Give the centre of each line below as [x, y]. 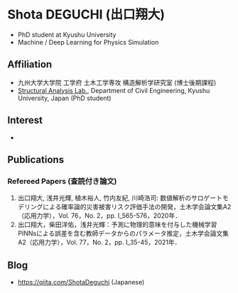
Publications [36, 159]
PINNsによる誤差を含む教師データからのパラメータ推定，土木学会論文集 [123, 233]
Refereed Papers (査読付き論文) [62, 181]
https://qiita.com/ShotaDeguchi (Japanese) [81, 282]
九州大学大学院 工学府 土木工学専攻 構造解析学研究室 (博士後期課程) [117, 82]
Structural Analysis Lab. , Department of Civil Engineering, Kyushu [114, 90]
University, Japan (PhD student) [64, 98]
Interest [25, 120]
